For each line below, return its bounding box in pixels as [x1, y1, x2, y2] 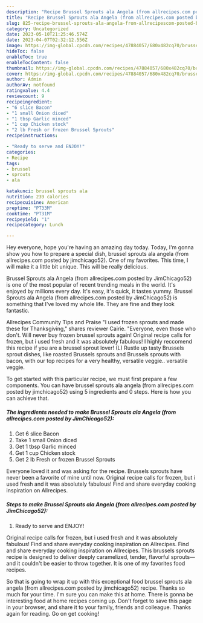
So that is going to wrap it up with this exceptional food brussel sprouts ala [6, 578, 192, 585]
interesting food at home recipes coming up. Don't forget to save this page [6, 597, 192, 605]
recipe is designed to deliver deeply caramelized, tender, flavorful [6, 553, 170, 561]
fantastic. [6, 307, 30, 315]
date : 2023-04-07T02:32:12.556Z [6, 37, 88, 43]
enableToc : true [6, 54, 47, 60]
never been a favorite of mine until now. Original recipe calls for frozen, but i [6, 474, 195, 481]
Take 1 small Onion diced [14, 437, 77, 444]
